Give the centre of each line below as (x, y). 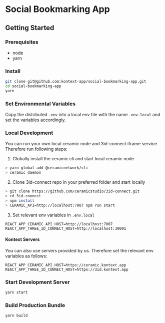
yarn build (16, 316)
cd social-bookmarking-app (33, 86)
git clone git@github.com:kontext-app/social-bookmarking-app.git (76, 82)
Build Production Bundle (35, 305)
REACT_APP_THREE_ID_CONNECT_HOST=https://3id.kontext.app (67, 269)
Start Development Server (37, 282)
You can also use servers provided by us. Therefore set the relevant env (79, 250)
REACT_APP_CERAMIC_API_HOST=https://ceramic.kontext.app (66, 265)
